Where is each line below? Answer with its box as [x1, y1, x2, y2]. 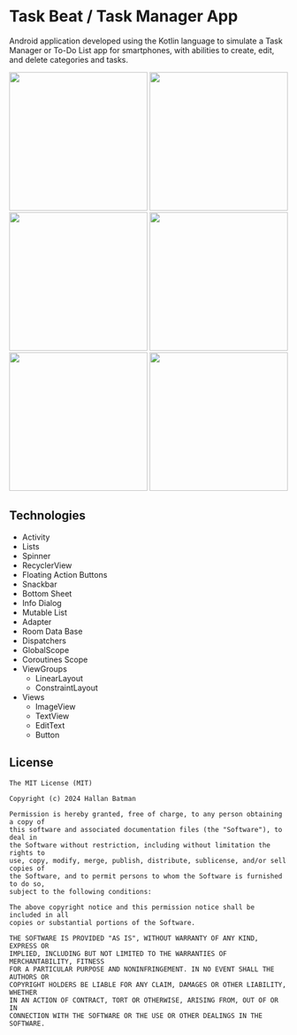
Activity [21, 532, 50, 542]
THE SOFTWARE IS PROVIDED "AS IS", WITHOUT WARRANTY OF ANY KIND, [9, 933, 259, 943]
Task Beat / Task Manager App [9, 6, 239, 27]
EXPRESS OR [9, 941, 49, 950]
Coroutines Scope [21, 654, 88, 665]
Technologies [9, 508, 87, 524]
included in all [9, 910, 69, 919]
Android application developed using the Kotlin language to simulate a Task [9, 35, 283, 46]
